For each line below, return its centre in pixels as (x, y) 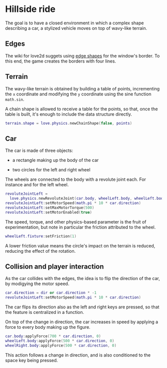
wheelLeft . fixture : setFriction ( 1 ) (41, 236)
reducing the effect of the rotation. (41, 251)
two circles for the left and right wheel (51, 170)
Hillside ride (30, 9)
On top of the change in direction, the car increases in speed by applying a (82, 322)
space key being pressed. (32, 360)
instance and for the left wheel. (37, 185)
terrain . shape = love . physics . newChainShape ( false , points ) (69, 123)
